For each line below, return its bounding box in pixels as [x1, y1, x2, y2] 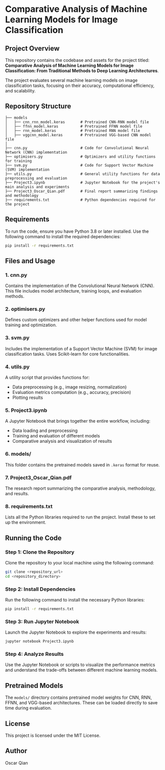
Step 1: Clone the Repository [5, 549, 75, 556]
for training [5, 158, 32, 164]
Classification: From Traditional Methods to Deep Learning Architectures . [5, 68, 159, 74]
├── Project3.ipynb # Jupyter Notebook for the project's [5, 180, 161, 185]
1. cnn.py [5, 271, 28, 278]
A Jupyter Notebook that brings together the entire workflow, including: [5, 418, 151, 424]
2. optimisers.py [5, 305, 45, 312]
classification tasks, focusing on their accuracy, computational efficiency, [5, 83, 155, 88]
